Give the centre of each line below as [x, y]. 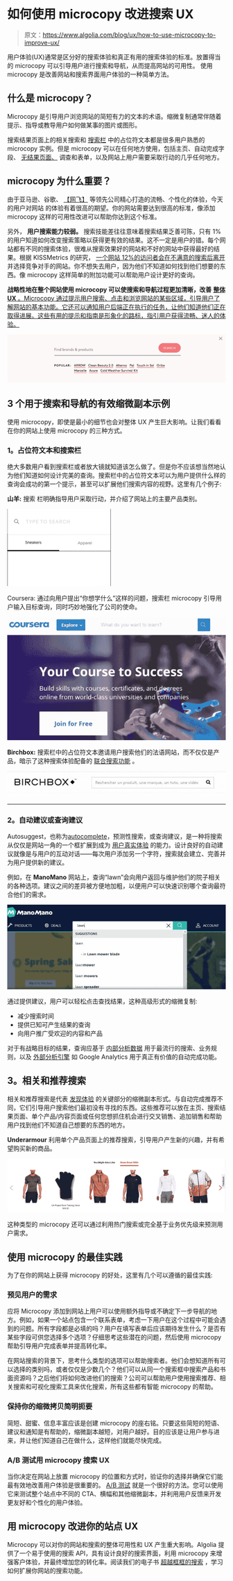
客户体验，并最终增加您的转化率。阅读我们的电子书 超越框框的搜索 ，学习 [118, 1562]
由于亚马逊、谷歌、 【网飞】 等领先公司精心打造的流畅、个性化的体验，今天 [115, 199]
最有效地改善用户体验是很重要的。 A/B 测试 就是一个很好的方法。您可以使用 [115, 1485]
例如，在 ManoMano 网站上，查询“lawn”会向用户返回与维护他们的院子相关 [114, 877]
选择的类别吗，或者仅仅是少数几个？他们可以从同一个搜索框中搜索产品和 [116, 1369]
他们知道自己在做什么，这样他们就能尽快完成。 [98, 1440]
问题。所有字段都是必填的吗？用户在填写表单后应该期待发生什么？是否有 [122, 1329]
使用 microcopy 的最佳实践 [65, 1257]
